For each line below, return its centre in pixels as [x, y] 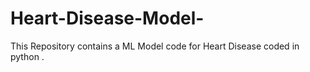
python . [27, 56]
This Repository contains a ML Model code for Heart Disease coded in [155, 46]
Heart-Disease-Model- [107, 18]
